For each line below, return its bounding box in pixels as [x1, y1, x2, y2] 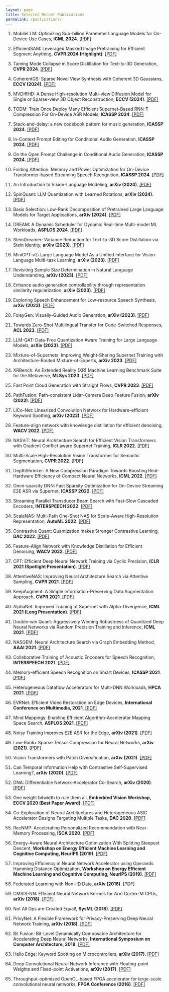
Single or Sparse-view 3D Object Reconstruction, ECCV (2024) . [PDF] [13, 96, 158, 102]
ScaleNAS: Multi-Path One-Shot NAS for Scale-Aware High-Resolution [13, 513, 159, 519]
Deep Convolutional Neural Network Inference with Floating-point [13, 961, 149, 967]
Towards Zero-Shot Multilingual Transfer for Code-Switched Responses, [13, 322, 162, 328]
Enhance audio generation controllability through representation [13, 282, 145, 288]
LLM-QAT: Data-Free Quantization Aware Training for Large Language [13, 337, 157, 343]
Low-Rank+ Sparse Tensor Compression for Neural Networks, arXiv [13, 740, 154, 746]
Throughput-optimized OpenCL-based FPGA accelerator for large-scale [13, 976, 162, 982]
